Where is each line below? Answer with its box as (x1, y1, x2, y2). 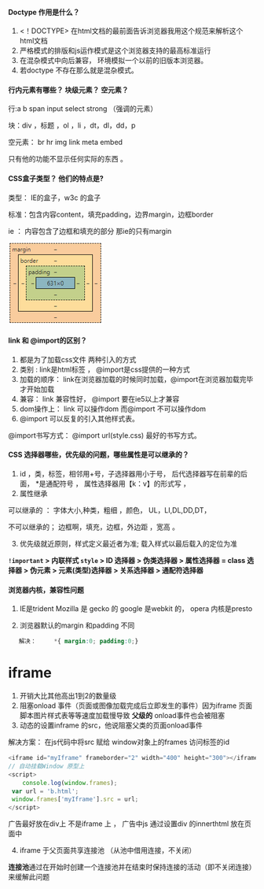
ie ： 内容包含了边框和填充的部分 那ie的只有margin (8, 226, 172, 235)
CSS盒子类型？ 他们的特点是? (8, 174, 104, 183)
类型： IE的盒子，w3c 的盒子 (8, 193, 101, 202)
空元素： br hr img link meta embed (8, 138, 123, 147)
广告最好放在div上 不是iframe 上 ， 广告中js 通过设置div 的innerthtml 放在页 (8, 819, 251, 828)
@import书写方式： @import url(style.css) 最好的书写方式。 (8, 430, 202, 440)
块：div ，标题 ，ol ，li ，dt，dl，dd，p (8, 120, 136, 130)
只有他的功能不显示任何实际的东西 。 (8, 154, 127, 164)
